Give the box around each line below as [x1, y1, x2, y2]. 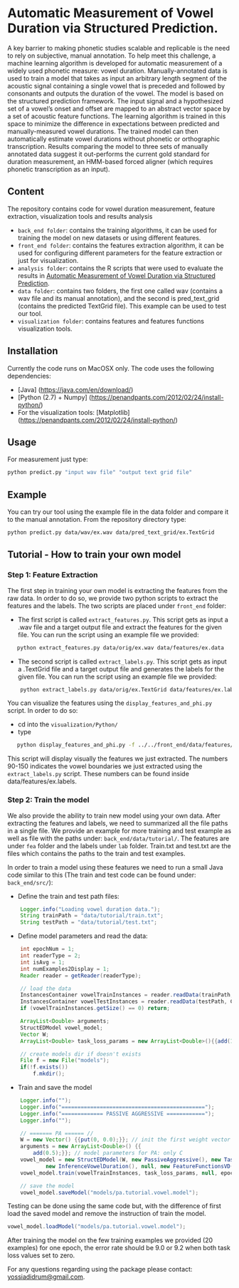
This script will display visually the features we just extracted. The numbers [7, 754, 228, 763]
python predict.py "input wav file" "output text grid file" [7, 469, 193, 476]
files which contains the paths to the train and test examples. [7, 849, 186, 857]
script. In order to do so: [7, 706, 78, 715]
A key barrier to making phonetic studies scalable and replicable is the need [7, 43, 230, 52]
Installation [7, 345, 58, 357]
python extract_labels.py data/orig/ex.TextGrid [20, 686, 167, 693]
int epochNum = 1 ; [20, 946, 75, 953]
